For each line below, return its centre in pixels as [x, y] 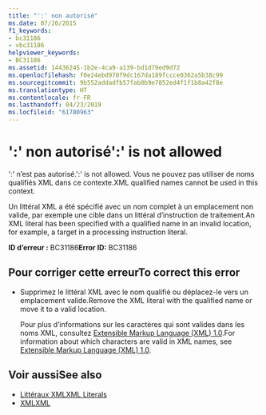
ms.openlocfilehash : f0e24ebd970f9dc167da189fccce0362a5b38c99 [116, 75]
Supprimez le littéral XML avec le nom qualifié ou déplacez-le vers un [134, 292]
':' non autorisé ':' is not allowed [115, 152]
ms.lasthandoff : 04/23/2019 [55, 105]
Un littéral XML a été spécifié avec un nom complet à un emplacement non [131, 206]
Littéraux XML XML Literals [64, 394]
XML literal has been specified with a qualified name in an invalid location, [130, 223]
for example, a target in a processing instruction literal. [98, 232]
